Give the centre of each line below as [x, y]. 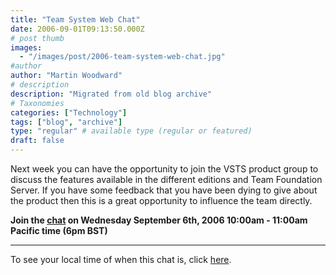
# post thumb [37, 38]
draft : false [37, 141]
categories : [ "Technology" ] [69, 112]
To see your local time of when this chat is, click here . [121, 259]
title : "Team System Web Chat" [75, 19]
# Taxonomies [37, 103]
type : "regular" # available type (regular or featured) [131, 131]
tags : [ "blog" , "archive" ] [66, 122]
